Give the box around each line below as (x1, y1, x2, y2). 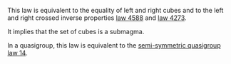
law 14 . (7, 49, 28, 57)
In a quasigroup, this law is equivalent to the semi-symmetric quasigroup (7, 41, 221, 49)
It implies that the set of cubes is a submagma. (7, 28, 145, 36)
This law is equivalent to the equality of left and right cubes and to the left (7, 6, 224, 14)
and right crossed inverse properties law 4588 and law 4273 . (7, 14, 187, 22)
